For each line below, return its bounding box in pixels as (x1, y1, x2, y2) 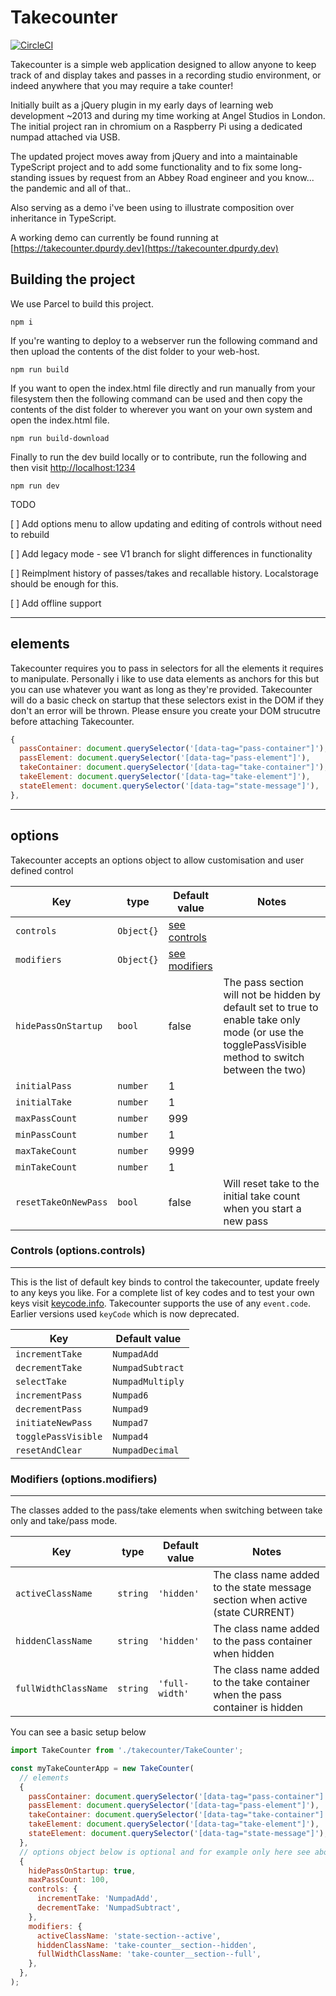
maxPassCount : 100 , (28, 1875, 110, 1885)
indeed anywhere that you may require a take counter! (10, 79, 234, 91)
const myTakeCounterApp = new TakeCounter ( (10, 1763, 195, 1773)
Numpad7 (112, 1417, 149, 1428)
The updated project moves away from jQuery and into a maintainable (10, 150, 298, 162)
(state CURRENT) (213, 1606, 295, 1620)
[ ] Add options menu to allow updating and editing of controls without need (10, 517, 323, 530)
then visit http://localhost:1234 (10, 461, 136, 473)
